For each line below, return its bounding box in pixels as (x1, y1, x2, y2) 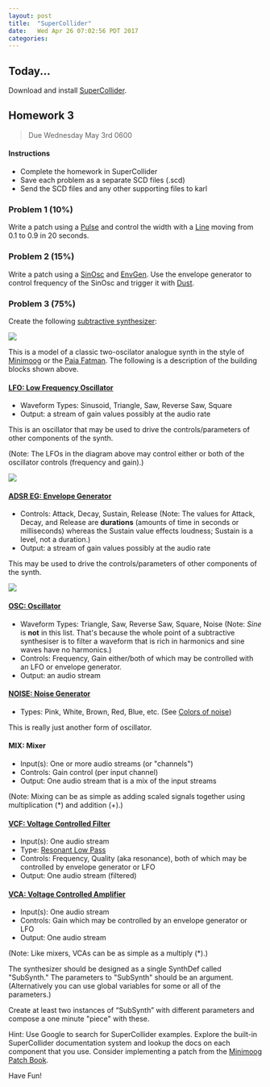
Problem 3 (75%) (8, 298, 77, 309)
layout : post (8, 11, 52, 20)
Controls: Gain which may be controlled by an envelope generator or (19, 916, 247, 926)
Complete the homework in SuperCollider (19, 167, 158, 177)
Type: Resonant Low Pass (19, 845, 106, 855)
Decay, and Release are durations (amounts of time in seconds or (19, 518, 239, 527)
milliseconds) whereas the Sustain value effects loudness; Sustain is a (19, 526, 254, 536)
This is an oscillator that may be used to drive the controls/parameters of (8, 425, 250, 435)
